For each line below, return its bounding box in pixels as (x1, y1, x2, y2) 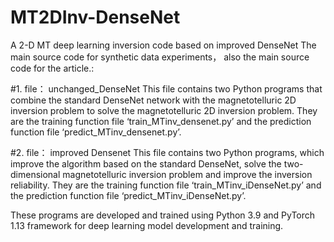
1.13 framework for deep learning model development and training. (10, 219, 284, 231)
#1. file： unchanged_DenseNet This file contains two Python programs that (10, 82, 323, 95)
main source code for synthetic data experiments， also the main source (10, 51, 310, 63)
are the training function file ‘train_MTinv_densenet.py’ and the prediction (10, 115, 312, 127)
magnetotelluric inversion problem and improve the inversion (62, 168, 313, 180)
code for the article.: (10, 62, 95, 74)
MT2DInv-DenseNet (10, 6, 181, 29)
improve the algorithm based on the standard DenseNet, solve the (10, 157, 282, 170)
